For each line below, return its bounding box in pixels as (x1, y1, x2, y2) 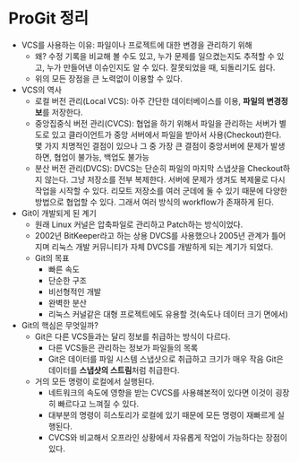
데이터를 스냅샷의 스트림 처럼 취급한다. (47, 364, 180, 375)
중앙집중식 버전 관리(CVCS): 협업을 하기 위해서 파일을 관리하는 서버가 (34, 118, 278, 128)
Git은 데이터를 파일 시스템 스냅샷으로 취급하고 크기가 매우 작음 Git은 (47, 353, 284, 364)
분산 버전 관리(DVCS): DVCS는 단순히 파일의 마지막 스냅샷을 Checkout (34, 162, 284, 173)
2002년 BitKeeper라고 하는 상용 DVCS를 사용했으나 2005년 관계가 (34, 230, 269, 240)
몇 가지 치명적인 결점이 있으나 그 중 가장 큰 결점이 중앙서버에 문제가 (34, 140, 269, 151)
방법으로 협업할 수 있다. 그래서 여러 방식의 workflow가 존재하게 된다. (34, 196, 275, 207)
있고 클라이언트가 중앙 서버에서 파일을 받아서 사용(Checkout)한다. (51, 129, 282, 140)
